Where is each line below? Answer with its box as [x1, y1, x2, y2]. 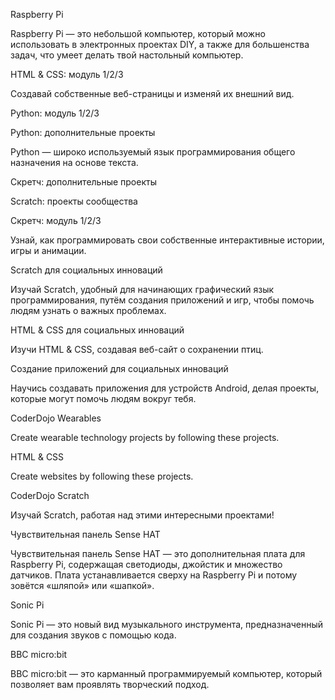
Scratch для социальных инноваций [10, 264, 163, 276]
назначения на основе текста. [10, 157, 139, 168]
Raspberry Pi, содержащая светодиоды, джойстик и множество [10, 559, 283, 570]
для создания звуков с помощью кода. [10, 629, 177, 641]
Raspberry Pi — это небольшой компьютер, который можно [10, 28, 266, 39]
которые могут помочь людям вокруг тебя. [10, 393, 197, 404]
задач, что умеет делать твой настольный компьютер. [10, 49, 244, 61]
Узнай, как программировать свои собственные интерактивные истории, [10, 234, 325, 246]
